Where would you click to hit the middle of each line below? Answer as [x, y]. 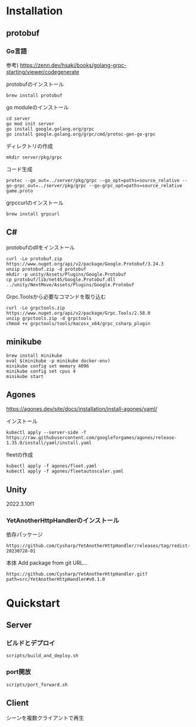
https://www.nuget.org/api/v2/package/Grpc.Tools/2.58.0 [78, 313]
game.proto [20, 191]
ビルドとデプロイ [31, 643]
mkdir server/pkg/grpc [34, 157]
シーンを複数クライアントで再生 [45, 718]
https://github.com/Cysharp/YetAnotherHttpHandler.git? [77, 574]
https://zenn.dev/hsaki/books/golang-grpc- [73, 65]
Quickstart [33, 603]
